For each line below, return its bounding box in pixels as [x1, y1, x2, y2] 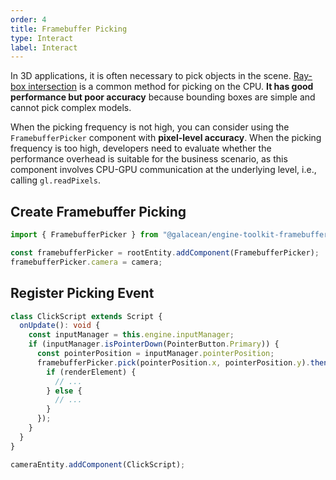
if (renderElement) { [46, 367, 137, 377]
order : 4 [10, 14, 47, 25]
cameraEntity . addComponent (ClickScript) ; [10, 459, 186, 470]
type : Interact [10, 33, 74, 43]
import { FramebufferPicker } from [10, 230, 159, 240]
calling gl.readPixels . [10, 174, 102, 186]
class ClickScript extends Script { [10, 311, 163, 321]
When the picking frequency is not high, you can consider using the [10, 121, 290, 133]
